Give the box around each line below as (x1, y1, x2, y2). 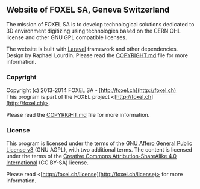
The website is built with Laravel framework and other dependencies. (6, 45, 178, 52)
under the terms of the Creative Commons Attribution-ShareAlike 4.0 (6, 153, 177, 160)
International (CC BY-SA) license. (6, 159, 89, 166)
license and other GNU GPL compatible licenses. (6, 33, 128, 41)
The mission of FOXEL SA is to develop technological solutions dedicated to (6, 20, 195, 28)
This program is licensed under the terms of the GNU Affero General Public (6, 140, 193, 147)
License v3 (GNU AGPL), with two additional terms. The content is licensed (6, 146, 193, 153)
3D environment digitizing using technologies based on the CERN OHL (6, 27, 181, 34)
